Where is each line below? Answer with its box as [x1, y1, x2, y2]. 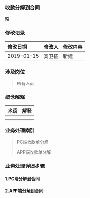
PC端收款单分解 [16, 139, 48, 145]
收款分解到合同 [5, 4, 40, 11]
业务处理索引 [5, 127, 35, 134]
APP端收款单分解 [16, 149, 51, 155]
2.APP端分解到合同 [5, 188, 44, 194]
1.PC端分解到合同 [5, 176, 40, 181]
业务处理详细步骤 [5, 163, 45, 169]
